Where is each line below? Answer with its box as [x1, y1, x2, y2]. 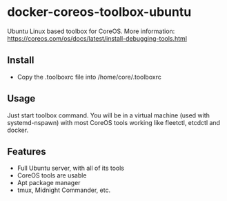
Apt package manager [17, 179, 81, 187]
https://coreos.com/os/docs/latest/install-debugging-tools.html [7, 34, 188, 42]
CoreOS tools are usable [17, 171, 87, 180]
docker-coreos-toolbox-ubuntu [7, 4, 192, 20]
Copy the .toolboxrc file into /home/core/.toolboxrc [17, 73, 162, 81]
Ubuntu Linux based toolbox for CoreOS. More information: [7, 27, 175, 35]
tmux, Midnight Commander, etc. [17, 186, 111, 194]
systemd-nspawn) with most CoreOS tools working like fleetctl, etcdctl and [7, 118, 221, 126]
